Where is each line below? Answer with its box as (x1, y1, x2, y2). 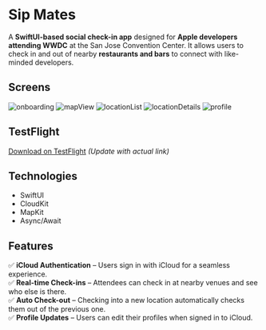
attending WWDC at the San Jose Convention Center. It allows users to (8, 40, 244, 50)
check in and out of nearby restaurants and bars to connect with (8, 49, 223, 58)
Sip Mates (8, 6, 76, 24)
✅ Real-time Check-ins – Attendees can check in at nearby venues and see (8, 278, 258, 288)
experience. (8, 269, 48, 279)
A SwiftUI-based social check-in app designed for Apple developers (8, 32, 238, 42)
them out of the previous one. (8, 304, 106, 314)
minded (8, 58, 34, 67)
